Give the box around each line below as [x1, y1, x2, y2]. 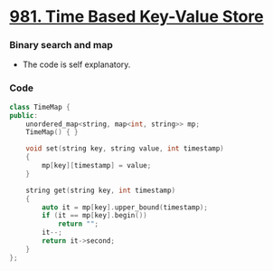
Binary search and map [9, 39, 113, 52]
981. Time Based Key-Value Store [9, 6, 264, 27]
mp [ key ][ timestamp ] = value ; [42, 161, 152, 170]
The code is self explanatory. [22, 59, 131, 70]
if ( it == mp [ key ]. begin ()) [42, 211, 147, 220]
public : [9, 111, 39, 120]
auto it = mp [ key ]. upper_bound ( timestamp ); [42, 202, 208, 212]
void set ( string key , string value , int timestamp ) [25, 144, 224, 153]
